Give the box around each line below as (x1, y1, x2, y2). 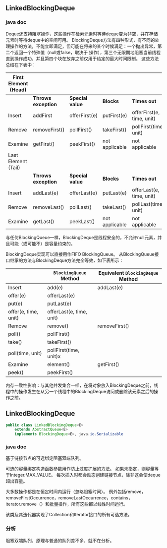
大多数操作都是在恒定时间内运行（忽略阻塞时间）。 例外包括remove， (5, 488, 146, 495)
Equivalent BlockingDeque (98, 269, 159, 276)
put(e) (8, 300, 23, 307)
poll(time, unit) (8, 350, 42, 357)
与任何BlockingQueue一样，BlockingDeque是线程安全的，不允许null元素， (5, 234, 158, 240)
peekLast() (69, 218, 95, 225)
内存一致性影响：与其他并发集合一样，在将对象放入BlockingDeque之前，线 (5, 382, 159, 388)
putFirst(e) (102, 112, 128, 119)
